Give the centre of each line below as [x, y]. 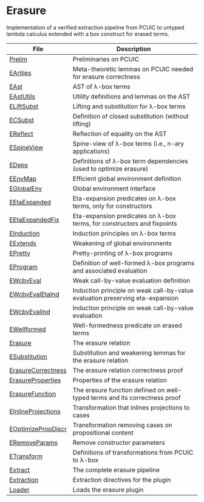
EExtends [23, 243]
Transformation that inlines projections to [131, 407]
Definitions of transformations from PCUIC [133, 452]
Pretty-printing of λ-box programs [123, 253]
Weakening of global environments [122, 243]
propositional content [103, 433]
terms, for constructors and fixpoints [125, 223]
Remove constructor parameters [119, 442]
